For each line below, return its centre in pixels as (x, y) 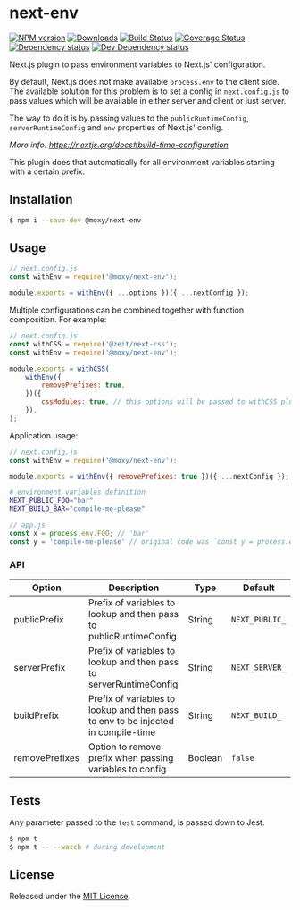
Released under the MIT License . (70, 897)
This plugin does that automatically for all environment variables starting (142, 162)
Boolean (205, 757)
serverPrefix (40, 667)
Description (134, 588)
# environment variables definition (77, 493)
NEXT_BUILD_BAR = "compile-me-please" (77, 509)
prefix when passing (131, 757)
